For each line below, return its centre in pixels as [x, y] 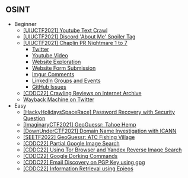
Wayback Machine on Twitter [59, 99]
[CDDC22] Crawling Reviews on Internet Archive [82, 93]
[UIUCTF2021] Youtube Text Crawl [65, 30]
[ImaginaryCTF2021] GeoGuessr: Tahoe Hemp [80, 124]
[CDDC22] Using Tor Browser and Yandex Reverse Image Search [102, 150]
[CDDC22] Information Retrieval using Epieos [78, 169]
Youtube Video [50, 55]
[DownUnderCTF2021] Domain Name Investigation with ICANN [100, 131]
